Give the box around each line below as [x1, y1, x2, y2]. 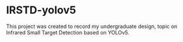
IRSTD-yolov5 [6, 3, 76, 17]
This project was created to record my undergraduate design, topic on [6, 23, 178, 30]
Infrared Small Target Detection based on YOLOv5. [6, 29, 130, 36]
